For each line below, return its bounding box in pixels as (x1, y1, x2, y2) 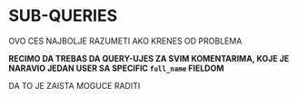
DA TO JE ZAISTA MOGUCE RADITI (8, 80, 141, 91)
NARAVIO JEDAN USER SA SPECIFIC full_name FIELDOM (8, 63, 224, 73)
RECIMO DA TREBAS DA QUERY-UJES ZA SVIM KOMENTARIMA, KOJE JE (8, 53, 290, 64)
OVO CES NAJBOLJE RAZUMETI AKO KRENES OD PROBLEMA (8, 35, 243, 46)
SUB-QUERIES (8, 5, 118, 26)
